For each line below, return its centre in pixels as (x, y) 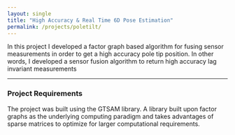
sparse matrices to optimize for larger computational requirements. (104, 124)
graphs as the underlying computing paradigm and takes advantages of (111, 116)
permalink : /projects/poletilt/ (54, 27)
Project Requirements (45, 94)
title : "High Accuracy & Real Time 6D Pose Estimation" (90, 20)
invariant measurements (42, 69)
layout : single (29, 14)
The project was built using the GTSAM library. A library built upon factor (112, 108)
